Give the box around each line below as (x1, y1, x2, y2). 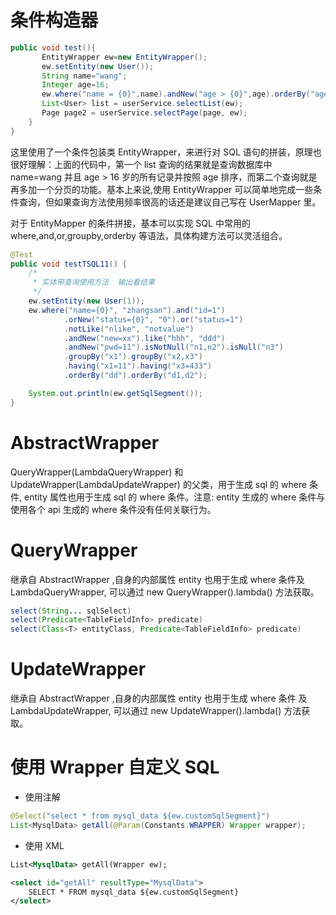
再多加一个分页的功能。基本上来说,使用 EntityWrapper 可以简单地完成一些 (10, 183, 314, 195)
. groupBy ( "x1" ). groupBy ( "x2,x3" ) (63, 352, 203, 362)
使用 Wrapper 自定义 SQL (10, 756, 220, 779)
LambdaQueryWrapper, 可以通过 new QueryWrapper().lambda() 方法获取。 (10, 586, 320, 598)
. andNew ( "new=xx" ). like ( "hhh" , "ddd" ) (63, 333, 226, 343)
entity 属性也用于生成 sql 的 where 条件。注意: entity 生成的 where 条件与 (23, 491, 326, 503)
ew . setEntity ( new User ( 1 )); (28, 296, 145, 306)
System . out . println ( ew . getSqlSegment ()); (28, 388, 203, 398)
